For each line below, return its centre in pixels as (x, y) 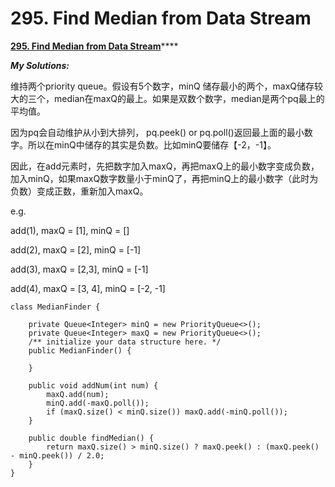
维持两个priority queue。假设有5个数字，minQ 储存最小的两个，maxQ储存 (162, 86)
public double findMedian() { (91, 438)
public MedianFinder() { (80, 350)
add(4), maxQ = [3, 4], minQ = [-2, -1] (88, 288)
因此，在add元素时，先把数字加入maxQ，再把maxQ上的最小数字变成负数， (165, 166)
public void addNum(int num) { (93, 385)
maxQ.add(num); (78, 394)
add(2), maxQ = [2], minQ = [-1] (76, 249)
